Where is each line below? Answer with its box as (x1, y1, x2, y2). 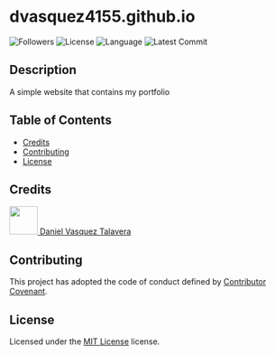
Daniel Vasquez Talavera (39, 226, 132, 237)
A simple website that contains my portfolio (9, 86, 170, 97)
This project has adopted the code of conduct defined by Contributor (9, 276, 267, 287)
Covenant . (9, 286, 48, 297)
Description (9, 62, 77, 78)
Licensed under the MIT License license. (9, 336, 160, 347)
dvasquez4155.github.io (9, 6, 196, 27)
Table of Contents (9, 113, 113, 128)
